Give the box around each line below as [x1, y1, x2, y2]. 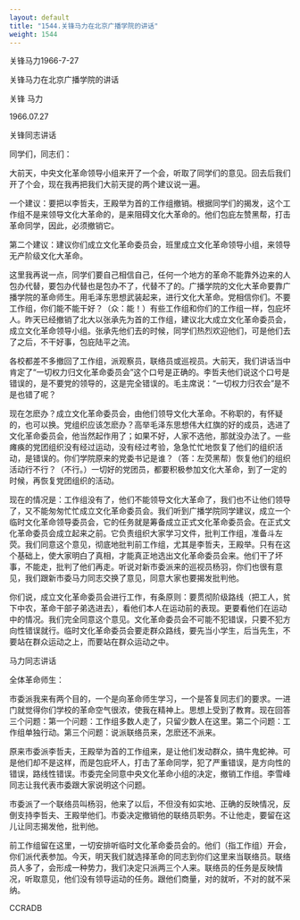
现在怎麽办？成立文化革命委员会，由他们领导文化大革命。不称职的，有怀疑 [9, 408, 283, 419]
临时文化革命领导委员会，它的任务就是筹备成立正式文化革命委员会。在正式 [9, 516, 283, 528]
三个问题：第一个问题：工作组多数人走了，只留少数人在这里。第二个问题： [9, 716, 283, 727]
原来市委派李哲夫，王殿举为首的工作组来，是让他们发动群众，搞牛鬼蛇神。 [9, 746, 283, 757]
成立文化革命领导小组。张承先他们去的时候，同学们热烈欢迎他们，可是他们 [9, 326, 283, 336]
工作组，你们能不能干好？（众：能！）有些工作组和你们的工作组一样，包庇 [9, 303, 283, 314]
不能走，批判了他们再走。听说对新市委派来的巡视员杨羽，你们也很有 [24, 561, 275, 573]
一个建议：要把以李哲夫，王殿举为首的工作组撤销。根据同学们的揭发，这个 [9, 198, 283, 209]
